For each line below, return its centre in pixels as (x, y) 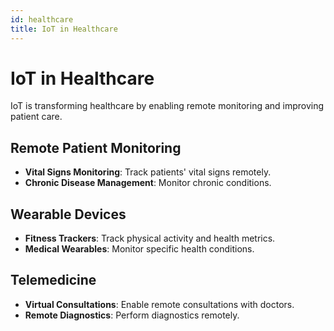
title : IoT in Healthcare (64, 29)
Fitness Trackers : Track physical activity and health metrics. (150, 238)
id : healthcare (42, 19)
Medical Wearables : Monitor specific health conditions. (139, 249)
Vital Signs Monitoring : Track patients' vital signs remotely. (148, 172)
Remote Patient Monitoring (96, 147)
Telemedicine (53, 280)
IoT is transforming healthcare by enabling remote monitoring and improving (167, 106)
